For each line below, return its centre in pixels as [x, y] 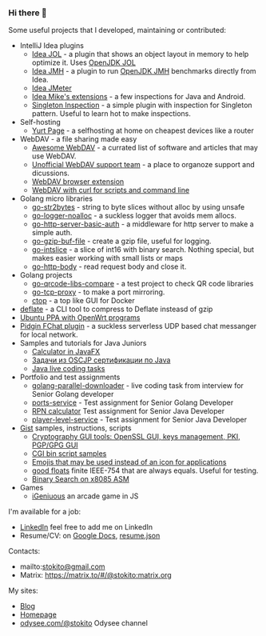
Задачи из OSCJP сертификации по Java [101, 360]
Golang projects [46, 275]
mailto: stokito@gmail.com [62, 566]
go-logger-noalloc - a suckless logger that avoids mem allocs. [134, 216]
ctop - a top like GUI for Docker [83, 301]
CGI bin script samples [69, 454]
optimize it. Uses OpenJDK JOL [83, 62]
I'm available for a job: [45, 512]
